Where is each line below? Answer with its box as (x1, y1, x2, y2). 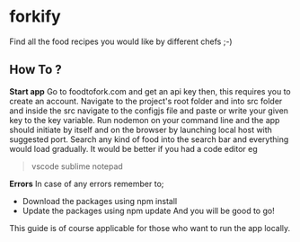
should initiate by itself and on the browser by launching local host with (9, 124, 272, 135)
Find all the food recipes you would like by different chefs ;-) (9, 36, 233, 47)
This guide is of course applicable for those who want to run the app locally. (9, 222, 291, 233)
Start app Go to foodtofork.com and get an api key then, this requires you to (9, 85, 291, 96)
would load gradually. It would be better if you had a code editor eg (9, 143, 258, 154)
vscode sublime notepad (31, 160, 123, 172)
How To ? (9, 62, 63, 77)
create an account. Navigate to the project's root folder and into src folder (9, 95, 283, 106)
